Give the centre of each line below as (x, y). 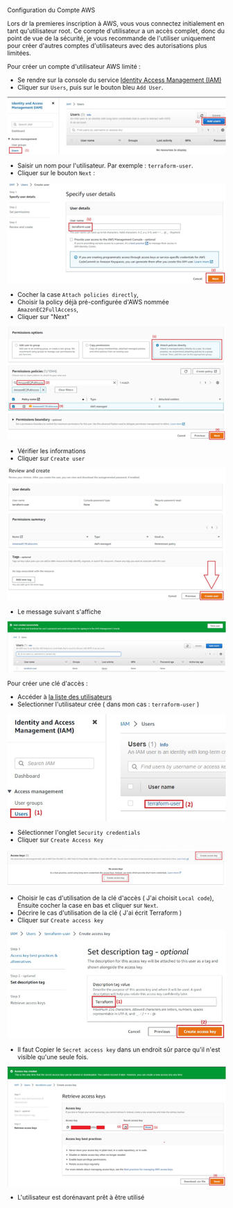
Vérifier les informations (51, 450)
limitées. (19, 53)
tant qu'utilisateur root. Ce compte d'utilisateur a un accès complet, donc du (116, 31)
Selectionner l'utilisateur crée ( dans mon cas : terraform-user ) (108, 704)
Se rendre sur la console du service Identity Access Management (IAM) (119, 80)
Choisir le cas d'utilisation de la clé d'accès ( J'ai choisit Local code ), (115, 898)
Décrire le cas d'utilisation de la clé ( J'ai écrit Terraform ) (100, 913)
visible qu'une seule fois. (53, 1057)
